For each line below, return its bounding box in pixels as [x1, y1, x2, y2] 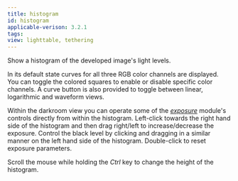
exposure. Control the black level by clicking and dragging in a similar [7, 129, 211, 138]
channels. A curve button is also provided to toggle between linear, [7, 85, 204, 94]
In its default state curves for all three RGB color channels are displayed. [7, 70, 219, 79]
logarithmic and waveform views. [7, 93, 104, 102]
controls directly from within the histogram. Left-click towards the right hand [7, 114, 231, 123]
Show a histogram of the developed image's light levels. [7, 56, 171, 65]
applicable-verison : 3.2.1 [7, 23, 87, 31]
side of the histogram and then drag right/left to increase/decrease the [7, 121, 215, 130]
